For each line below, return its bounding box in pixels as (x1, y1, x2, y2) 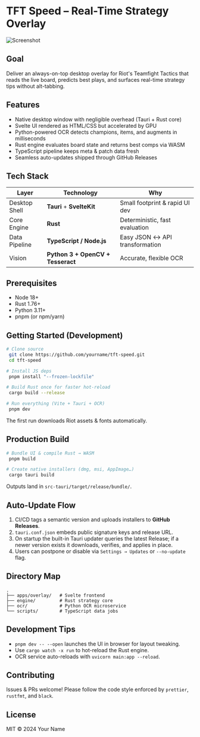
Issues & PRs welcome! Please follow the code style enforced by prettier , (6, 686, 189, 693)
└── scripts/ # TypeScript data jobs (6, 608, 118, 614)
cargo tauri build (8, 472, 55, 478)
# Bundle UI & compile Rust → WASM (6, 450, 95, 456)
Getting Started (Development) (6, 330, 123, 340)
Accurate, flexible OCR (120, 254, 183, 262)
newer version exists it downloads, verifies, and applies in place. (14, 542, 173, 548)
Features (6, 100, 40, 110)
